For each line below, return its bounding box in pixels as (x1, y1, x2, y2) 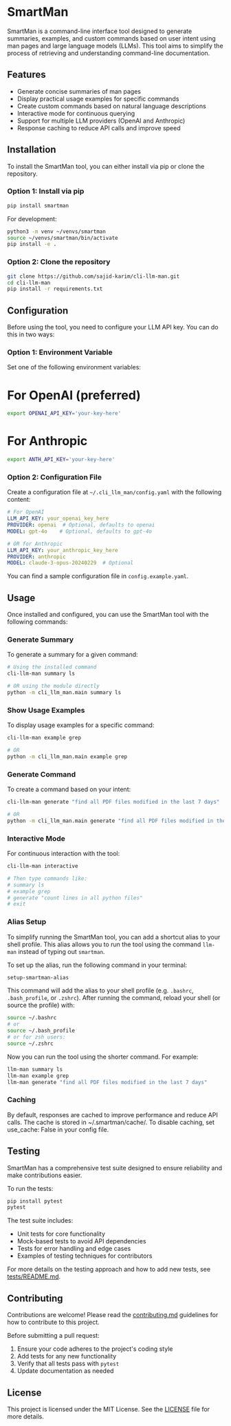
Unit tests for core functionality (16, 1230, 105, 1238)
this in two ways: (7, 330, 55, 338)
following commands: (7, 618, 68, 626)
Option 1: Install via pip (7, 187, 85, 196)
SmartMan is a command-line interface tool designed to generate (7, 27, 192, 35)
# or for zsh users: (7, 1034, 67, 1041)
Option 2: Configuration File (7, 472, 102, 482)
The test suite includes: (7, 1216, 74, 1225)
